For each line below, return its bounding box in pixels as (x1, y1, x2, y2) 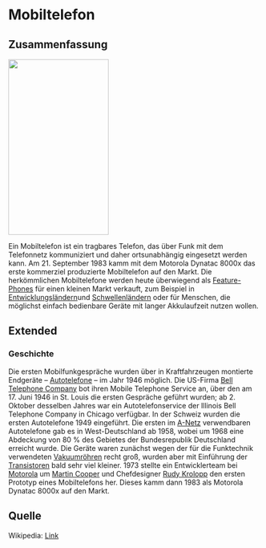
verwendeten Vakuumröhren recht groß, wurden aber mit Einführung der (8, 452, 248, 461)
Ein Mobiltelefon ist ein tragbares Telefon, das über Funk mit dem (8, 242, 224, 250)
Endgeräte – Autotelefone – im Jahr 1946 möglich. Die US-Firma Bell (8, 375, 234, 384)
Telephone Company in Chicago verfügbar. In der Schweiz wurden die (8, 409, 240, 419)
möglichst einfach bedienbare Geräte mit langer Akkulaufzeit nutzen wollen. (8, 301, 259, 311)
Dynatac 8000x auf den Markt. (8, 485, 110, 495)
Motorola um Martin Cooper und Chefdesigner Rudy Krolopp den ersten (8, 469, 246, 478)
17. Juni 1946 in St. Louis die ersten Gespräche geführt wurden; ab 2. (8, 392, 236, 402)
